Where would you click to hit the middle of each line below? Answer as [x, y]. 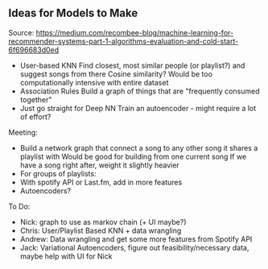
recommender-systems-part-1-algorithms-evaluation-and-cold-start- [124, 41]
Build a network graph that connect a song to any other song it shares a [139, 147]
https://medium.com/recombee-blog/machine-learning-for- [135, 32]
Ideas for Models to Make [73, 13]
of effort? [35, 117]
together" [36, 99]
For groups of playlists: [58, 173]
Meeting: [23, 132]
